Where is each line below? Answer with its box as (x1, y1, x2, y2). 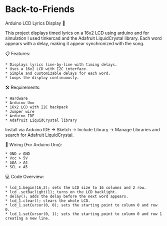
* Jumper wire (5, 109, 35, 114)
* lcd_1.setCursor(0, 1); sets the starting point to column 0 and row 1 (5, 211, 162, 216)
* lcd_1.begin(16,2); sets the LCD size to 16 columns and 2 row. (5, 185, 146, 190)
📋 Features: (5, 50, 31, 56)
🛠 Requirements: (5, 84, 41, 90)
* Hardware (5, 96, 28, 101)
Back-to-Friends (5, 4, 75, 15)
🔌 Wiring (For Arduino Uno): (5, 141, 62, 147)
